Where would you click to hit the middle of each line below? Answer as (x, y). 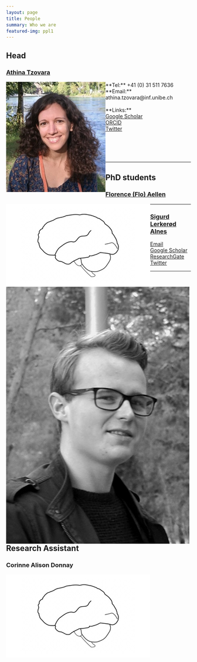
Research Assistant (43, 548)
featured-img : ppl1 (30, 31)
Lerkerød (164, 224)
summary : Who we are (31, 25)
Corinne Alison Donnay (40, 565)
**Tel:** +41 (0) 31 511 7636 (140, 85)
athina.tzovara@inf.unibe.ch (139, 98)
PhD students (131, 178)
